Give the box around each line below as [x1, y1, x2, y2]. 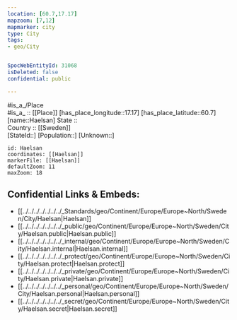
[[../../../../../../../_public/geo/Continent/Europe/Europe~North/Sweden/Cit [17, 222, 229, 230]
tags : [7, 37, 23, 44]
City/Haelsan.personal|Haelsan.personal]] [17, 290, 140, 298]
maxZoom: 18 [7, 169, 42, 177]
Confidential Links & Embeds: [7, 189, 140, 201]
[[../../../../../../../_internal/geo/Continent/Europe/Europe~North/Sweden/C [17, 237, 230, 246]
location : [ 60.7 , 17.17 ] [7, 10, 78, 18]
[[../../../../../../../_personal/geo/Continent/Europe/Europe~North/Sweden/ [17, 282, 229, 290]
